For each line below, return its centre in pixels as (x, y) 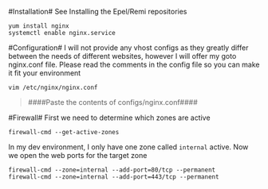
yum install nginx (39, 26)
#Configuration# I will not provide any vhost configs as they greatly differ (128, 48)
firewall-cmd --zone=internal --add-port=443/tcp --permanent (114, 177)
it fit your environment (45, 73)
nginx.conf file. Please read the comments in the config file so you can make (134, 64)
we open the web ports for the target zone (78, 155)
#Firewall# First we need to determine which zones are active (109, 118)
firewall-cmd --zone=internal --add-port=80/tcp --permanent (112, 170)
